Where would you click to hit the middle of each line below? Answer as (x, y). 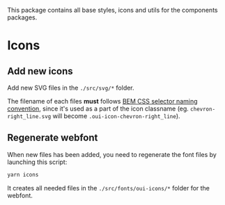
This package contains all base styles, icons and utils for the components (113, 10)
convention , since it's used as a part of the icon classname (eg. (98, 108)
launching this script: (37, 162)
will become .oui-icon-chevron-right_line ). (116, 116)
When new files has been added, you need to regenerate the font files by (112, 154)
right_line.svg (29, 117)
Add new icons (40, 71)
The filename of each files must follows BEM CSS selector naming (102, 101)
